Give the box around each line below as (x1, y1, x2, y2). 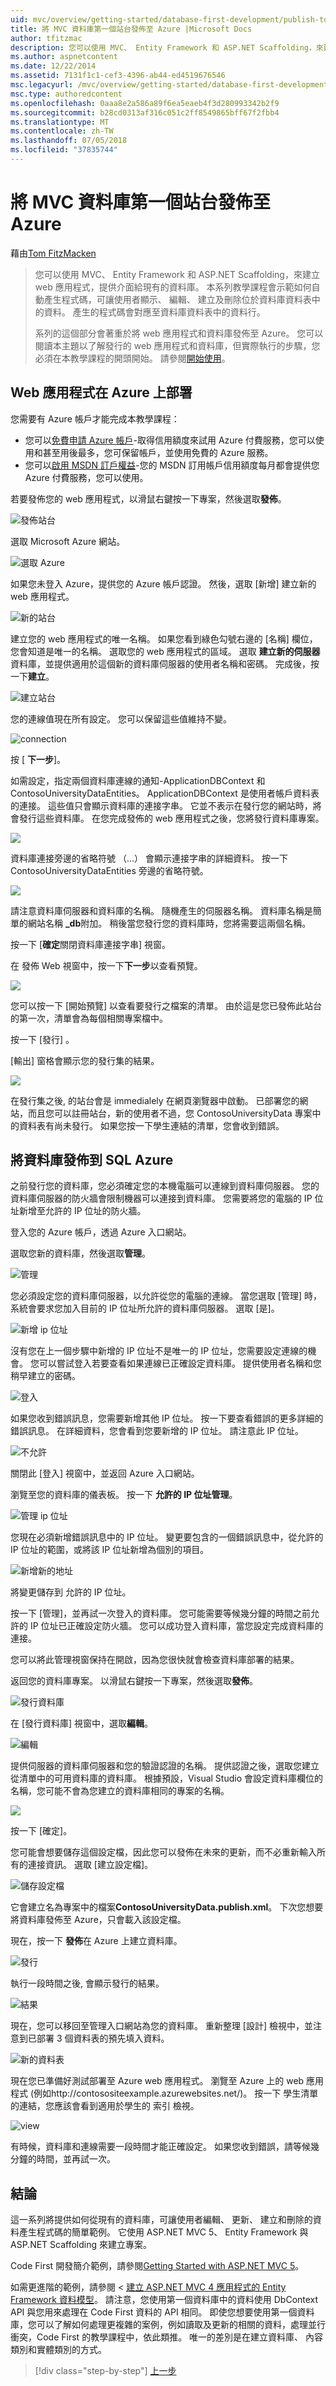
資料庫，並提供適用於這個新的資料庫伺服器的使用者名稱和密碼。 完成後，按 (10, 657, 320, 670)
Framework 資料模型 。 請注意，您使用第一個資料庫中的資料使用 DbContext (10, 2294, 319, 2306)
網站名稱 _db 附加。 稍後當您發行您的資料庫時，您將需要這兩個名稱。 (27, 917, 312, 929)
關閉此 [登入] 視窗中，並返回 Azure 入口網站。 (10, 1467, 200, 1480)
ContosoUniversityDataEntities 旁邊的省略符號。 (10, 864, 209, 876)
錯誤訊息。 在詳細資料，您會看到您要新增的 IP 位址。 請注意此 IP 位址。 (10, 1425, 305, 1437)
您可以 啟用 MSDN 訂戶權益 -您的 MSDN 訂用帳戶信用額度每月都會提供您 (24, 459, 320, 471)
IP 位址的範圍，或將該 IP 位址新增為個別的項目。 (10, 1544, 210, 1556)
